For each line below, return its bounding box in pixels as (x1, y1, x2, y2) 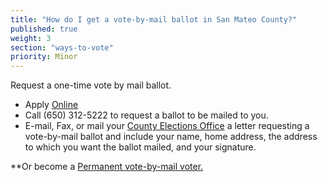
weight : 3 (10, 33, 52, 43)
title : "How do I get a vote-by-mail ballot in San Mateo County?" (10, 14, 298, 25)
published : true (10, 24, 78, 34)
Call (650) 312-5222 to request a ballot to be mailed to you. (24, 109, 269, 121)
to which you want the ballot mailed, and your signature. (24, 141, 257, 153)
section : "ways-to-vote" (10, 42, 114, 53)
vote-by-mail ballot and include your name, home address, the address (24, 131, 318, 143)
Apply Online (24, 99, 79, 111)
